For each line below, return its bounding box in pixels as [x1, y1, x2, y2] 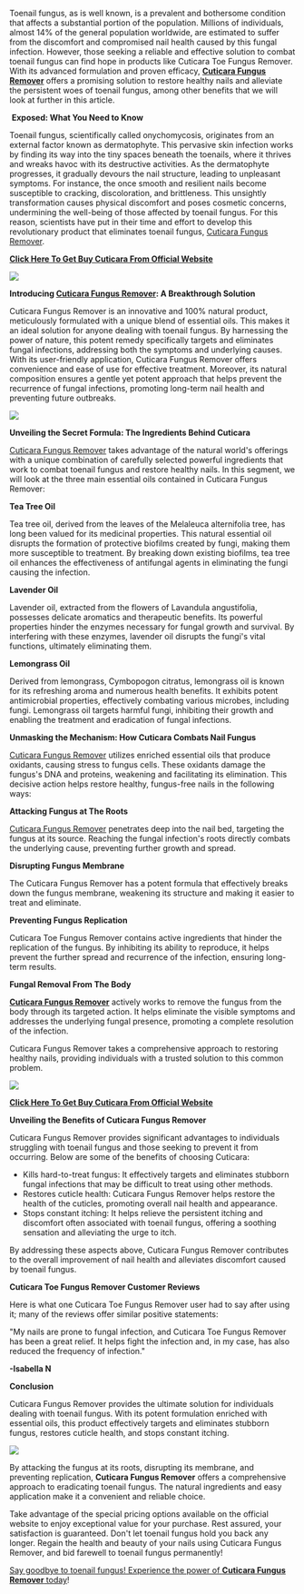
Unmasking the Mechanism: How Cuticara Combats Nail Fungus [9, 732, 257, 743]
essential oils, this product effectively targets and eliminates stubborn [9, 1418, 270, 1429]
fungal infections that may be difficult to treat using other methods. [22, 1179, 274, 1189]
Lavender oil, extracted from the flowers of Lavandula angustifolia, [9, 602, 258, 612]
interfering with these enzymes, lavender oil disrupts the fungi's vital [9, 631, 266, 641]
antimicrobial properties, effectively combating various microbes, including [9, 695, 289, 706]
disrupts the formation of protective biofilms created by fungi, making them [9, 538, 290, 549]
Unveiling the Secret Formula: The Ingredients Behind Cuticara [9, 427, 251, 438]
